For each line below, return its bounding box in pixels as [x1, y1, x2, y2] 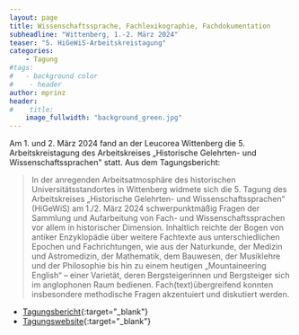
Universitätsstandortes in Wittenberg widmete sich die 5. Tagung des [31, 184, 287, 195]
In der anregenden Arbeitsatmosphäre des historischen [31, 174, 236, 185]
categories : [9, 47, 54, 56]
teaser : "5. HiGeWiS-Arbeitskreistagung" [9, 38, 167, 48]
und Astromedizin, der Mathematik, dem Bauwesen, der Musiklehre [31, 251, 281, 261]
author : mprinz [9, 88, 66, 97]
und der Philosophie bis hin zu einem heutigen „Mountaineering [31, 260, 267, 271]
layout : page [9, 13, 58, 22]
